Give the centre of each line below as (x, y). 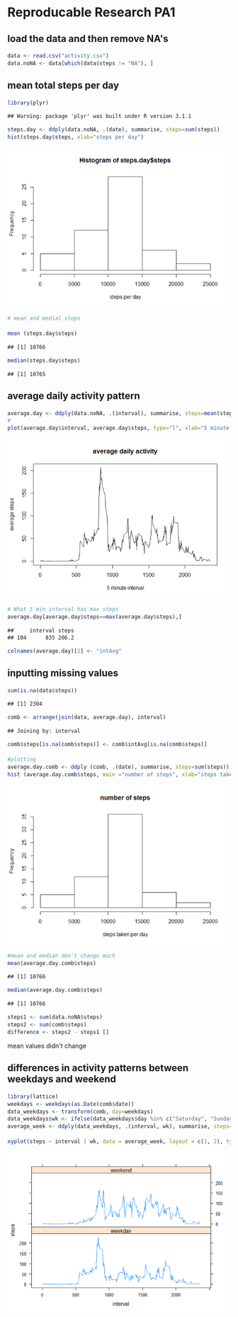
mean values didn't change (47, 1045)
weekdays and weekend (62, 1079)
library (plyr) (28, 103)
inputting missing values (63, 673)
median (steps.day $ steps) (44, 360)
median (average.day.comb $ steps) (55, 990)
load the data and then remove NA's (88, 39)
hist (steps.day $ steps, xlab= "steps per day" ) (75, 137)
